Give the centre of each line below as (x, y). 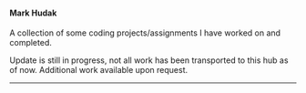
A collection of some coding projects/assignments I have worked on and (145, 33)
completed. (31, 43)
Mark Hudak (33, 13)
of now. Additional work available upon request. (99, 70)
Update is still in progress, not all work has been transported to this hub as (149, 60)
